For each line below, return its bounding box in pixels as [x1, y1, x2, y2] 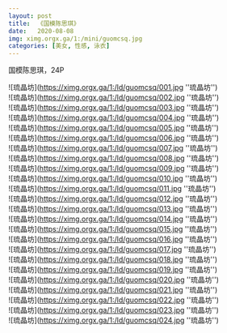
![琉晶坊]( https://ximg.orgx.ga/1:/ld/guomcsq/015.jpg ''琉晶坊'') [8, 224, 218, 234]
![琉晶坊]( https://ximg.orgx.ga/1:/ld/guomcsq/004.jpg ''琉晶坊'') [8, 113, 220, 122]
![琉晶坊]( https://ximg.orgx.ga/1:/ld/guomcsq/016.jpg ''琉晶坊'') [8, 234, 218, 244]
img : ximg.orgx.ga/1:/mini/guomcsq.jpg [8, 34, 143, 43]
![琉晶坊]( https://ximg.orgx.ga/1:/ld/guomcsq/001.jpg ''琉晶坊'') [8, 83, 218, 92]
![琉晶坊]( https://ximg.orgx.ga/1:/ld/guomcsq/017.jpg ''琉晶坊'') [8, 245, 216, 254]
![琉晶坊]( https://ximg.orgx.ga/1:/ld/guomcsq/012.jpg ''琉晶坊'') [8, 194, 218, 203]
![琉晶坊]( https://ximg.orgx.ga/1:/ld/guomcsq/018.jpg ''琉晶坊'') [8, 254, 218, 264]
